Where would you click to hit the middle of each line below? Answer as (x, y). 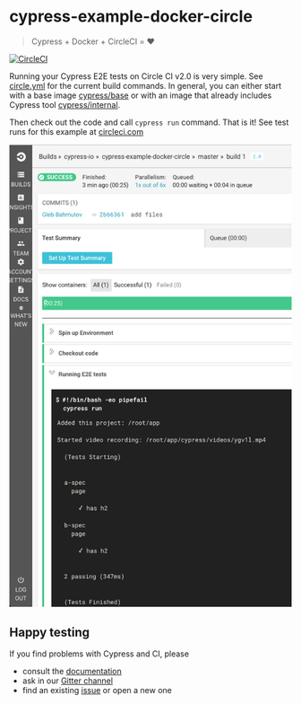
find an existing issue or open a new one (97, 691)
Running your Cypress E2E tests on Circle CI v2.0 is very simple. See (136, 76)
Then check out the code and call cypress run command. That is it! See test (149, 122)
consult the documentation (72, 672)
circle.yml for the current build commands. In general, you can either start (146, 85)
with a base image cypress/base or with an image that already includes (141, 95)
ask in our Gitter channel (68, 681)
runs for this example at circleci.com (77, 131)
